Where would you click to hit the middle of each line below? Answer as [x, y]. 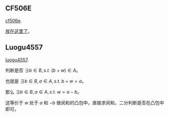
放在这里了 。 [19, 31]
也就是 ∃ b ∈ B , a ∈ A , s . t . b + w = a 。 [46, 81]
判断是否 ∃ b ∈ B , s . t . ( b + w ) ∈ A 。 [43, 70]
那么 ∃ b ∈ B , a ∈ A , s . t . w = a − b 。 [44, 92]
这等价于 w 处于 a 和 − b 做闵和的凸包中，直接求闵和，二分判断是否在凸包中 [85, 103]
